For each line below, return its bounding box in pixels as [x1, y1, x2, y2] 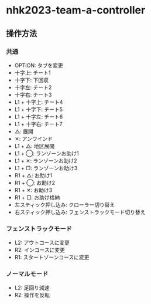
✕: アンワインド [14, 135, 53, 142]
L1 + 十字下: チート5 [14, 106, 63, 113]
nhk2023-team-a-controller [6, 4, 146, 17]
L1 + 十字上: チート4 [14, 98, 63, 106]
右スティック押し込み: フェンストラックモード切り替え [14, 208, 146, 215]
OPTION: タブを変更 [14, 62, 63, 69]
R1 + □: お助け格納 [14, 194, 60, 201]
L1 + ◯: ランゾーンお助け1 [14, 150, 79, 157]
